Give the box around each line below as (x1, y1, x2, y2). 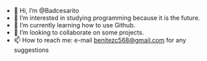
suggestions (13, 46, 50, 54)
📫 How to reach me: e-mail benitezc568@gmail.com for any (13, 36, 186, 44)
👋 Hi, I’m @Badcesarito (13, 7, 79, 14)
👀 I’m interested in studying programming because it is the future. (13, 14, 200, 22)
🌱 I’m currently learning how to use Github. (13, 21, 136, 29)
